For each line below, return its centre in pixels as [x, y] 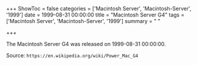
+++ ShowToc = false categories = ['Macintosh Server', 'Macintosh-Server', [99, 9]
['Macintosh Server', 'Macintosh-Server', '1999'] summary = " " [83, 21]
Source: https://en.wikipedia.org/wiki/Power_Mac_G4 [72, 55]
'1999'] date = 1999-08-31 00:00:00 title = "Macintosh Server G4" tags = [96, 15]
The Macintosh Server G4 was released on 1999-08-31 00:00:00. [86, 44]
